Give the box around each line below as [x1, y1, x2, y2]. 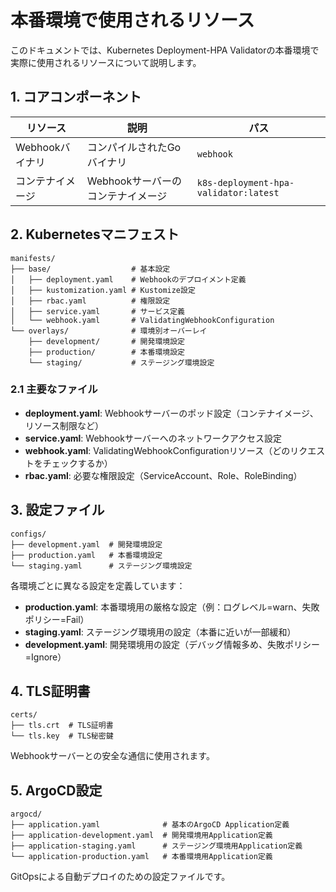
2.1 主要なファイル [10, 382, 98, 396]
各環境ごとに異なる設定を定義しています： [10, 579, 186, 591]
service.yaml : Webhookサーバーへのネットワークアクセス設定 [24, 432, 283, 444]
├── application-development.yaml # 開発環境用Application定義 [10, 831, 273, 841]
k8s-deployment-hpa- [196, 177, 295, 188]
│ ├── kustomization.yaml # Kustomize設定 [10, 285, 196, 295]
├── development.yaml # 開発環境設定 [10, 539, 163, 550]
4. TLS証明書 [10, 683, 91, 700]
